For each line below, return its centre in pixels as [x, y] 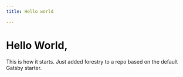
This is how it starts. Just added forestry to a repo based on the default [92, 61]
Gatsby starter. [24, 68]
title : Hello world [30, 11]
